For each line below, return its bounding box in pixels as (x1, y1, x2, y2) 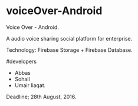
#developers (6, 58, 37, 65)
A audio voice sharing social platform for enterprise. (6, 35, 133, 42)
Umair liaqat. (14, 81, 46, 89)
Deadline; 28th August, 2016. (6, 93, 77, 100)
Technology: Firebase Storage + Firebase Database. (6, 46, 133, 54)
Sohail (14, 75, 31, 82)
